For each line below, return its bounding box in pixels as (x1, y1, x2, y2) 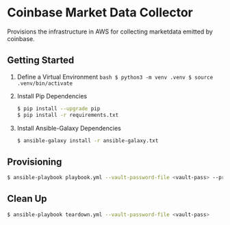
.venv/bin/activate (16, 80, 73, 87)
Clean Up (7, 193, 47, 204)
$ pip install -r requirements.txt (16, 111, 119, 118)
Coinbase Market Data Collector (7, 5, 193, 21)
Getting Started (7, 55, 75, 66)
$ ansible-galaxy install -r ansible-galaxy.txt (16, 137, 159, 144)
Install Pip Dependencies (16, 92, 88, 100)
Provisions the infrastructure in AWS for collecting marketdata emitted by (7, 27, 214, 36)
